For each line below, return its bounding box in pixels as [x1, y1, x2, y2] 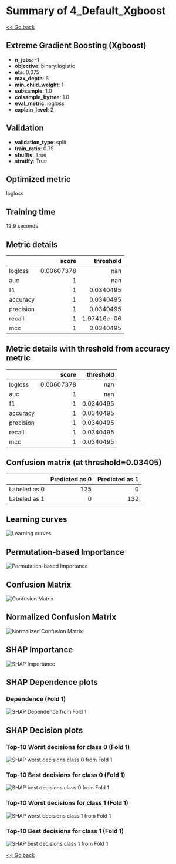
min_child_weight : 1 [14, 81, 64, 88]
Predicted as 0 [50, 475, 92, 483]
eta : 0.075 [14, 69, 40, 76]
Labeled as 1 [9, 494, 45, 502]
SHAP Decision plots [6, 725, 83, 735]
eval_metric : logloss [14, 100, 65, 107]
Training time [6, 207, 56, 217]
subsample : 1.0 [14, 87, 53, 95]
